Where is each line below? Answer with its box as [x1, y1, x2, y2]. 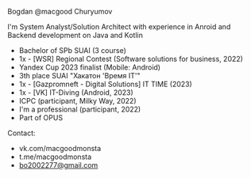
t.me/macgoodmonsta [18, 152, 92, 161]
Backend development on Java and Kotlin [7, 31, 144, 40]
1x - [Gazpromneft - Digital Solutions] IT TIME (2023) [18, 79, 192, 89]
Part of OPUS [18, 113, 64, 122]
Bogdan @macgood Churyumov [7, 7, 113, 16]
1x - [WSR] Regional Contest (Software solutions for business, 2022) [18, 55, 244, 63]
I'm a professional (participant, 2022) [18, 104, 141, 114]
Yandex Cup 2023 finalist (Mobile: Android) [18, 62, 160, 72]
